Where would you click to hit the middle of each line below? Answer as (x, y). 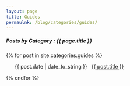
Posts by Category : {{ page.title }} (49, 41)
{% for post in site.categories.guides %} (54, 55)
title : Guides (23, 17)
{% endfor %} (23, 78)
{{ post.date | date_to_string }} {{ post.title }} (69, 67)
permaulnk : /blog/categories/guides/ (52, 22)
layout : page (22, 11)
